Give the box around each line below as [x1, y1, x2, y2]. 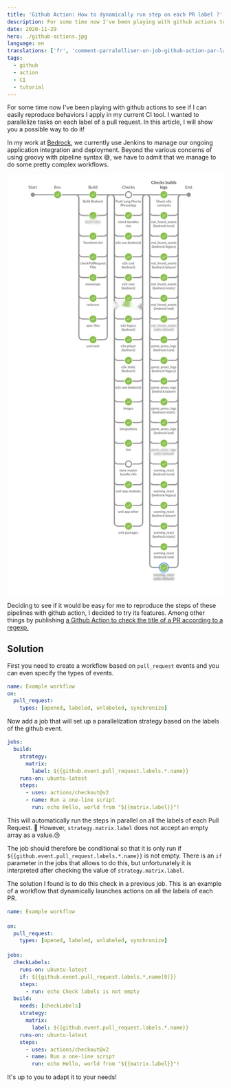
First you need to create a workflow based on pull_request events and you [7, 661, 220, 670]
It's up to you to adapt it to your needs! [7, 1073, 117, 1081]
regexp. [7, 623, 29, 631]
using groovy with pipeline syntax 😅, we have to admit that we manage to [7, 153, 217, 162]
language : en [7, 40, 45, 47]
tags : [7, 55, 23, 62]
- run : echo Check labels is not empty [25, 988, 140, 995]
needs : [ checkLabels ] [19, 1003, 81, 1010]
